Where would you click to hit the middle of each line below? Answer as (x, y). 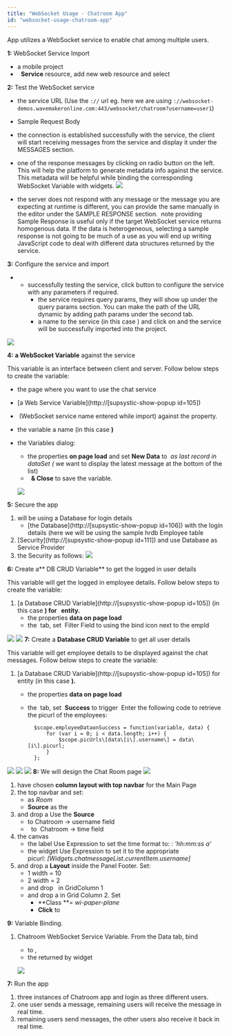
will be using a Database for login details (74, 518)
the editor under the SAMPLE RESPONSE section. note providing (109, 214)
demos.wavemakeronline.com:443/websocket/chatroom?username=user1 (114, 109)
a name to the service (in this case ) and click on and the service (130, 321)
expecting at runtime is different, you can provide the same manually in (118, 206)
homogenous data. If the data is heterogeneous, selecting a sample (113, 228)
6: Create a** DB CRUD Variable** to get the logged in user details (102, 569)
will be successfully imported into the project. (102, 328)
